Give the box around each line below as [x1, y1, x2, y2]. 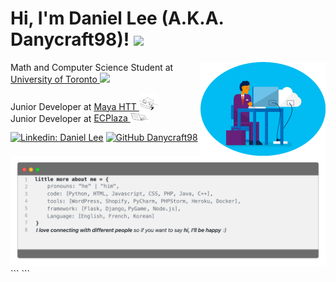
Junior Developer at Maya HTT [10, 100, 137, 112]
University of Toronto [10, 73, 98, 85]
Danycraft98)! [10, 28, 130, 51]
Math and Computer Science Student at [10, 61, 174, 73]
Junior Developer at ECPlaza [10, 112, 128, 124]
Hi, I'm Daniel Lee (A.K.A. [10, 7, 225, 30]
